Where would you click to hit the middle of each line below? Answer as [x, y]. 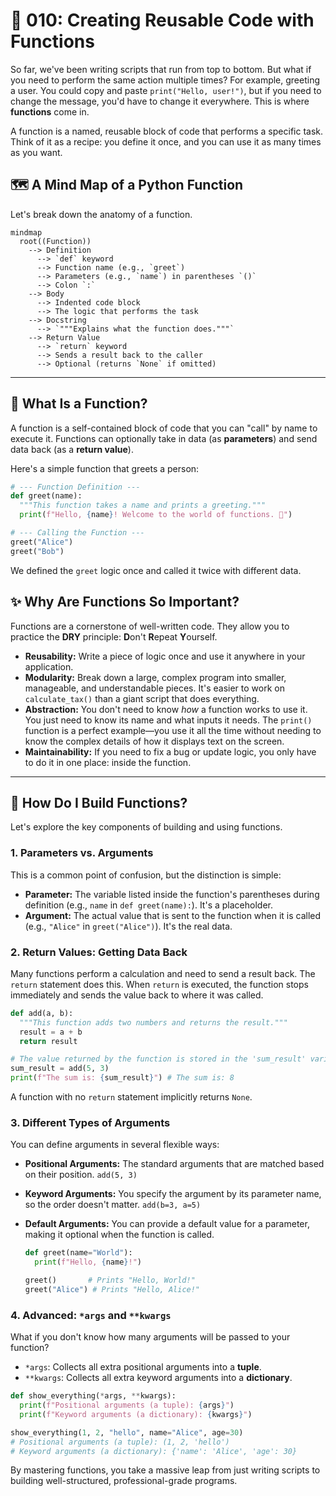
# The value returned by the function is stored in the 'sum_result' [158, 1059]
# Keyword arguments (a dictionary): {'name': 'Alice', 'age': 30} [154, 1451]
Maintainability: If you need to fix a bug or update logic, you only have [170, 751]
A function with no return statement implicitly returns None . [131, 1097]
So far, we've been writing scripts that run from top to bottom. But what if [161, 69]
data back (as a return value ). [72, 449]
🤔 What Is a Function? [79, 404]
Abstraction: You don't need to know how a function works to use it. [166, 709]
